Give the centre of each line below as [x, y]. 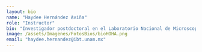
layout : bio [21, 12]
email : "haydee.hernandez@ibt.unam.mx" [56, 39]
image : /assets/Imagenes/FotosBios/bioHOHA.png [67, 34]
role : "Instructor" [31, 23]
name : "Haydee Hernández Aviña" [47, 17]
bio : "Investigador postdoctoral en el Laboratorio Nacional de [88, 28]
